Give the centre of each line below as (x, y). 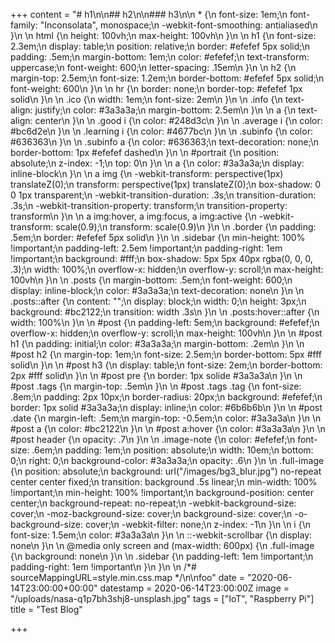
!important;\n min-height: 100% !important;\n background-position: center (162, 492)
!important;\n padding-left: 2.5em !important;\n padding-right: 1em (146, 248)
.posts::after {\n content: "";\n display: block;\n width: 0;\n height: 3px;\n (158, 301)
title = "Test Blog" (46, 609)
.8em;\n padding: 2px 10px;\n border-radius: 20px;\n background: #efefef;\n (166, 397)
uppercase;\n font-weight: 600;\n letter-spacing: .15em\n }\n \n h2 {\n (153, 67)
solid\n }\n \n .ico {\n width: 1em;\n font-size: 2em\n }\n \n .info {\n (146, 99)
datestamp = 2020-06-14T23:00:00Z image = (194, 588)
